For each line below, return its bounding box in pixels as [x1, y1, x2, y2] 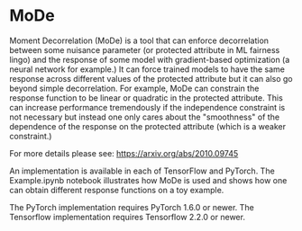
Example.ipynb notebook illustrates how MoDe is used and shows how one [9, 174, 288, 185]
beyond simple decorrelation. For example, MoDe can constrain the [9, 83, 260, 93]
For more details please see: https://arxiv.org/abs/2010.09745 [9, 147, 239, 158]
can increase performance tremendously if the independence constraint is [9, 102, 286, 112]
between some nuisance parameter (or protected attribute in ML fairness [9, 44, 280, 55]
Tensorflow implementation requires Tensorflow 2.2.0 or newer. [9, 211, 246, 222]
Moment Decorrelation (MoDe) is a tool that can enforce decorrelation [9, 35, 269, 46]
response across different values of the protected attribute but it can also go [9, 73, 293, 84]
